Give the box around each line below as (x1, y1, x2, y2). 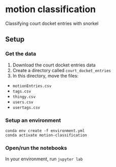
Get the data (5, 50, 36, 57)
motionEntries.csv (12, 83, 52, 88)
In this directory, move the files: (12, 73, 79, 79)
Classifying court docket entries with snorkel (5, 20, 99, 26)
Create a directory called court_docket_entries (12, 67, 111, 73)
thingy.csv (12, 94, 36, 99)
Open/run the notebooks (5, 144, 67, 151)
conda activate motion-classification (5, 132, 87, 138)
